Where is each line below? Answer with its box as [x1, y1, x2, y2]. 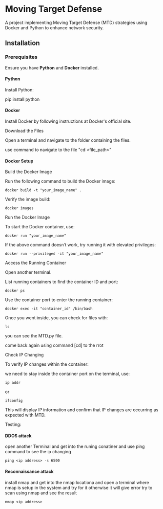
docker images [5, 206, 34, 211]
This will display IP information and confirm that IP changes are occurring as [5, 407, 159, 413]
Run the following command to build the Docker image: [5, 178, 116, 184]
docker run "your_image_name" [5, 233, 67, 238]
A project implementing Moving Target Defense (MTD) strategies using [5, 20, 147, 25]
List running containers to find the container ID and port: [5, 279, 118, 285]
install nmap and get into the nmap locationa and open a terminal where [5, 479, 149, 485]
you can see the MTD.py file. [5, 333, 63, 339]
